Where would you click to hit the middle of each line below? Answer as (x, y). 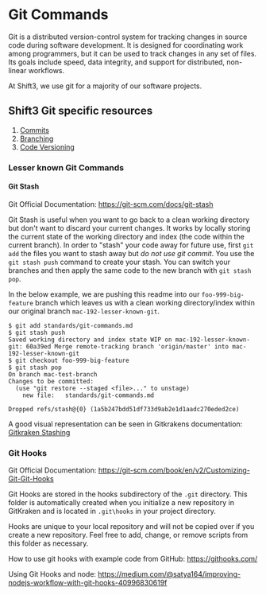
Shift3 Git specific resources (81, 111)
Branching (37, 138)
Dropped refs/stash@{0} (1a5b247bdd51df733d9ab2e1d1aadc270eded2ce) (124, 409)
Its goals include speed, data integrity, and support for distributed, (116, 62)
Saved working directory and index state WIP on (90, 340)
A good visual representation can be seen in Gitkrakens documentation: (125, 424)
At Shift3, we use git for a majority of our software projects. (105, 86)
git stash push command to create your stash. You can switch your (119, 262)
